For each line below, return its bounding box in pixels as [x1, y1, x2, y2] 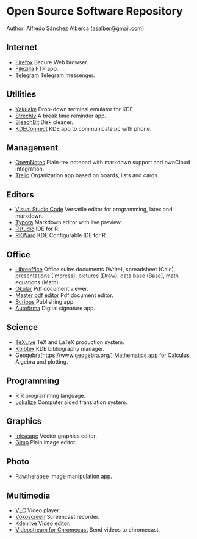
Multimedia [6, 490, 51, 501]
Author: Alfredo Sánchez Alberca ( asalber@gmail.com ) [6, 24, 145, 32]
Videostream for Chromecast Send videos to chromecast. [15, 526, 160, 533]
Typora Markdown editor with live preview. [15, 219, 123, 226]
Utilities [6, 89, 37, 100]
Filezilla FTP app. [15, 65, 59, 72]
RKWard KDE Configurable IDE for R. [15, 232, 107, 239]
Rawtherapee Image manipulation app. [15, 472, 113, 480]
